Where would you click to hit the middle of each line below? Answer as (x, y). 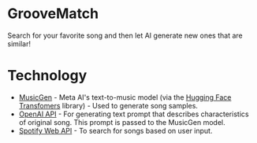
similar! (19, 43)
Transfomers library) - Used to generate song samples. (108, 105)
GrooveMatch (53, 14)
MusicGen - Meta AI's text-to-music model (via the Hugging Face (125, 97)
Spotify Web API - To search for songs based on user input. (115, 130)
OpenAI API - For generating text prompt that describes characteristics (134, 114)
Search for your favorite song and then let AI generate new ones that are (125, 35)
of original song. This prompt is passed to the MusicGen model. (122, 122)
